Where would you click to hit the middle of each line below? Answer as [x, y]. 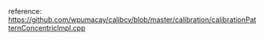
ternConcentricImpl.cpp [47, 28]
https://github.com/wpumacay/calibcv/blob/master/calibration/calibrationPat [132, 20]
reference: [25, 11]
